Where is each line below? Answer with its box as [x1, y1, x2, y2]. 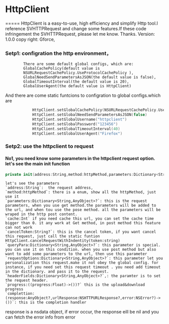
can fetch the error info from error [5, 314, 75, 320]
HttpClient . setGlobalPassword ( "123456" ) [32, 121, 118, 126]
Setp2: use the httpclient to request [5, 143, 94, 150]
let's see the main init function [5, 161, 70, 167]
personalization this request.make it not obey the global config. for [5, 261, 158, 266]
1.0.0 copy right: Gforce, [5, 36, 55, 42]
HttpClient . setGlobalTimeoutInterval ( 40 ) [32, 126, 121, 132]
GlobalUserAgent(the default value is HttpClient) [23, 84, 132, 89]
